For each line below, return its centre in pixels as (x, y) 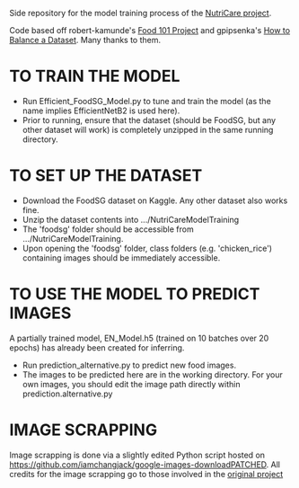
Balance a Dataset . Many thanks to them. (85, 40)
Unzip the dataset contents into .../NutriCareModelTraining (131, 219)
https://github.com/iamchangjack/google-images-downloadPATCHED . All (145, 464)
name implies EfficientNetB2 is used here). (101, 111)
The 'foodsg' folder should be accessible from (108, 229)
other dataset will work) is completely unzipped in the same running (148, 129)
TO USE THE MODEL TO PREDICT (135, 294)
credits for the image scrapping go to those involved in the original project (146, 474)
